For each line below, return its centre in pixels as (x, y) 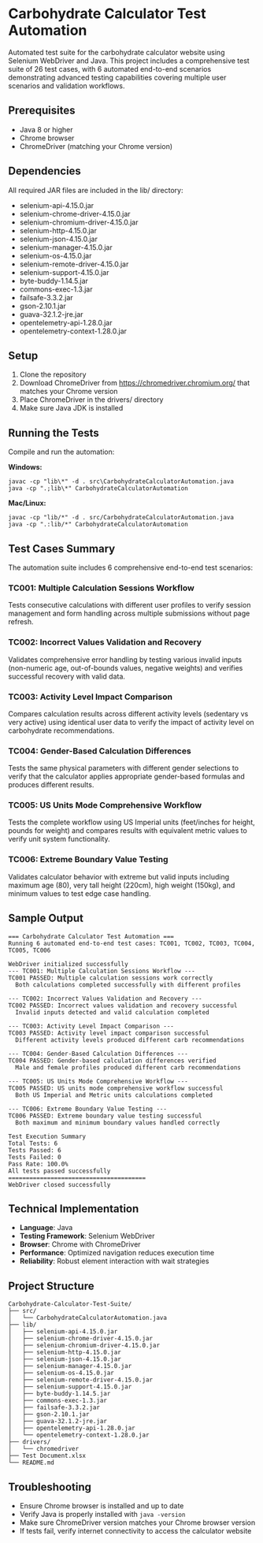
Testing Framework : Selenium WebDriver (87, 1236)
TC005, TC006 (30, 950)
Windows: (25, 467)
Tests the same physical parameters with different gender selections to (123, 768)
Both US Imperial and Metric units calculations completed (114, 1095)
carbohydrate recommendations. (61, 731)
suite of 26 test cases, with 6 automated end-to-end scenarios (110, 69)
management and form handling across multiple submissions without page (129, 613)
